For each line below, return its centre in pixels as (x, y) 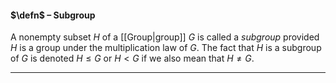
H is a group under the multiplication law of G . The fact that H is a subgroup (166, 48)
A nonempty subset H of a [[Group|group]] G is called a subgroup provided (165, 37)
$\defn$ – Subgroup (53, 15)
